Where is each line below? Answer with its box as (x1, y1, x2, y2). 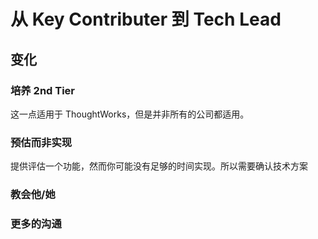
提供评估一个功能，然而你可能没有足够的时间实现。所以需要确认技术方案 (10, 160, 308, 172)
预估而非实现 (10, 135, 73, 149)
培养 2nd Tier (10, 83, 76, 97)
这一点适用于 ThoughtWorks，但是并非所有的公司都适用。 (10, 108, 250, 120)
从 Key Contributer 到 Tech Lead (10, 8, 282, 31)
